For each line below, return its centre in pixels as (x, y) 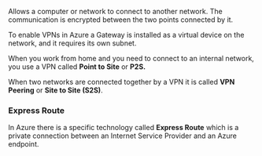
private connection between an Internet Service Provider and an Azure (123, 136)
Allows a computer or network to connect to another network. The (115, 11)
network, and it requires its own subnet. (72, 43)
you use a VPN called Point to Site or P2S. (77, 67)
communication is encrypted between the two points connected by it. (121, 20)
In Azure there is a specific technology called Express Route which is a (124, 128)
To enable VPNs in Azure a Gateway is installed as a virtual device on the (126, 35)
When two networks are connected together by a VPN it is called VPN (122, 82)
